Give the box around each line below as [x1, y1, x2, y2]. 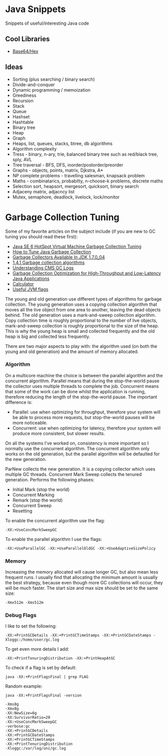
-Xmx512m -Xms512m [5, 600, 44, 605]
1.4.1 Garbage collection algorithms [12, 259, 85, 265]
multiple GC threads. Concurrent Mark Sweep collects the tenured [5, 471, 142, 477]
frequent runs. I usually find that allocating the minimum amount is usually [5, 574, 158, 580]
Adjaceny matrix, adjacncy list [12, 188, 75, 194]
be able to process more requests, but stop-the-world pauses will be [12, 414, 155, 420]
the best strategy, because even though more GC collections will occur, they [5, 580, 163, 586]
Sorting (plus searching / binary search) [12, 76, 95, 82]
